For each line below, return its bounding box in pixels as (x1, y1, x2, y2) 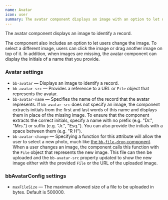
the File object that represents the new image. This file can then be (12, 149, 152, 155)
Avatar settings (5, 69, 43, 76)
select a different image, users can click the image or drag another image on (5, 46, 162, 52)
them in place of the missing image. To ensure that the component (12, 112, 149, 118)
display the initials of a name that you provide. (5, 56, 100, 62)
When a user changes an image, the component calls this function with (12, 144, 159, 150)
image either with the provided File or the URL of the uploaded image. (12, 160, 158, 166)
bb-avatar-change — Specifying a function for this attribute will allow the (12, 133, 161, 139)
